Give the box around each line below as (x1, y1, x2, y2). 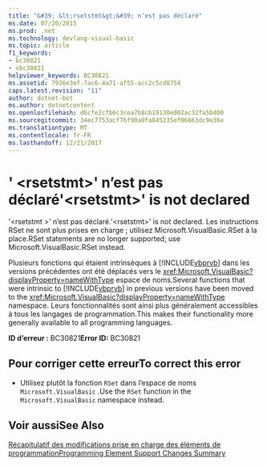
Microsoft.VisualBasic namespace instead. (19, 395, 164, 405)
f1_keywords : (8, 49, 52, 57)
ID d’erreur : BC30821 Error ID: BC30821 (8, 333, 141, 343)
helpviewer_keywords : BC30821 (8, 72, 110, 80)
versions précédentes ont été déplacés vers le (8, 267, 162, 276)
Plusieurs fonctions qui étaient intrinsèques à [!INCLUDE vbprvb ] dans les (8, 258, 250, 268)
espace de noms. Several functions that (115, 275, 245, 285)
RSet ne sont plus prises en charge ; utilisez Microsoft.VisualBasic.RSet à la (8, 226, 257, 235)
